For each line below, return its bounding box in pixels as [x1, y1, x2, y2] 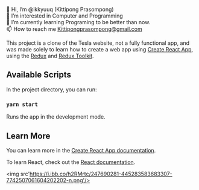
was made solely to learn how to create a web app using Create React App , [6, 46, 194, 53]
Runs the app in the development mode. [6, 113, 106, 120]
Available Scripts [6, 70, 71, 80]
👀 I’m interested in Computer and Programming [6, 12, 124, 19]
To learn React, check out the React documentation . [6, 158, 136, 166]
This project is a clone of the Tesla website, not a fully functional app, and [6, 39, 190, 47]
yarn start [6, 100, 38, 108]
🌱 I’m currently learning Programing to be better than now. [6, 19, 151, 25]
